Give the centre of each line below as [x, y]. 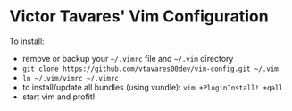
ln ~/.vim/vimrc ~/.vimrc [70, 78]
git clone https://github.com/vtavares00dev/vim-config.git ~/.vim [150, 69]
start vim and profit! [58, 97]
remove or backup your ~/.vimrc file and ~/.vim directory [128, 58]
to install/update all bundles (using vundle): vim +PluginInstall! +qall [153, 87]
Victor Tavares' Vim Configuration [139, 17]
